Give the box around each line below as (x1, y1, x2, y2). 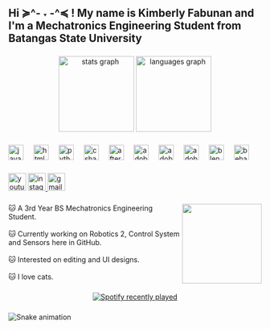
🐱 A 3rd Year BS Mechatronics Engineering (8, 203, 153, 213)
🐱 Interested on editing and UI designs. (8, 255, 140, 264)
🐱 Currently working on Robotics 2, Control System (8, 229, 180, 239)
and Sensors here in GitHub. (8, 238, 102, 248)
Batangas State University (8, 31, 142, 45)
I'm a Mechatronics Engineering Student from (8, 19, 242, 33)
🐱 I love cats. (8, 272, 54, 281)
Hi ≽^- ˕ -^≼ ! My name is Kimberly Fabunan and (8, 6, 255, 20)
